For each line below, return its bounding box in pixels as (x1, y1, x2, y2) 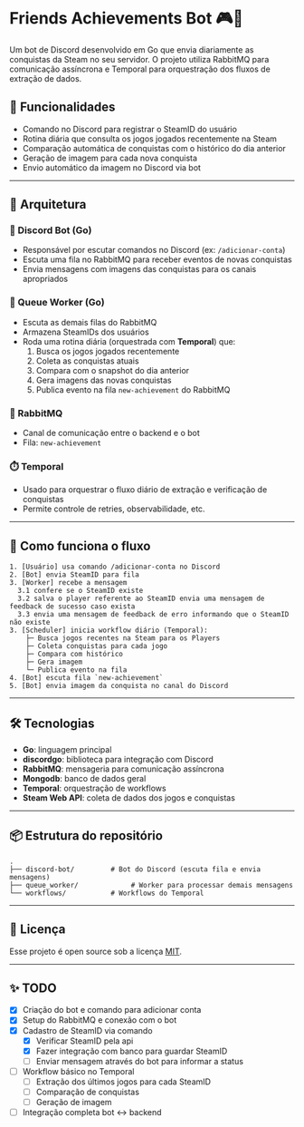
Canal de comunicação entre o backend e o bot (22, 428, 201, 439)
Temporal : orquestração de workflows (22, 782, 166, 793)
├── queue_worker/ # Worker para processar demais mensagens (9, 880, 294, 889)
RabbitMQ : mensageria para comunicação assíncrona (22, 763, 224, 774)
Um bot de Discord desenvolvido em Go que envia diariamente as (9, 44, 254, 55)
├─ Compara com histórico (25, 650, 124, 659)
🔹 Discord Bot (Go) (9, 224, 92, 237)
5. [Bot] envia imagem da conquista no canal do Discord (9, 682, 229, 691)
